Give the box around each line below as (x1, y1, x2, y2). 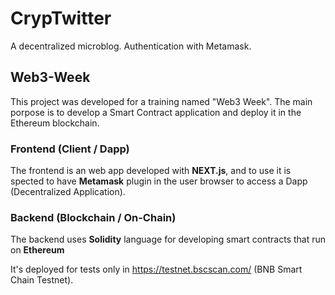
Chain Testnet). (10, 274, 74, 286)
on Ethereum (10, 244, 65, 256)
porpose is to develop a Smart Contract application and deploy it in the (10, 106, 302, 118)
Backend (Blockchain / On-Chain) (10, 210, 177, 224)
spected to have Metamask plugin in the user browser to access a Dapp (10, 175, 308, 187)
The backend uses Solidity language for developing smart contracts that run (10, 233, 327, 246)
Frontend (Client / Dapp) (10, 142, 130, 156)
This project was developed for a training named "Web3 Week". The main (10, 95, 313, 107)
